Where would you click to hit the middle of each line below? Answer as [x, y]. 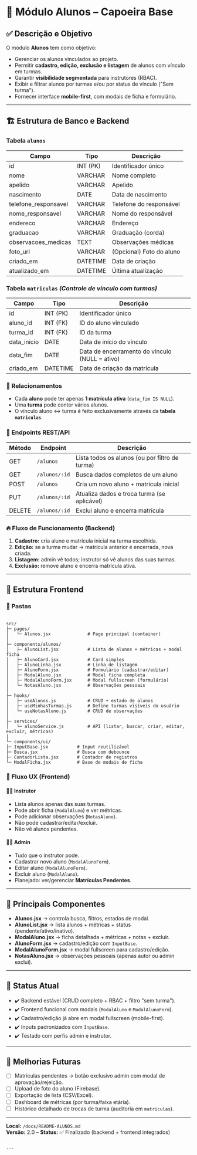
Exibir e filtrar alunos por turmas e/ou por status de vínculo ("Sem [94, 84]
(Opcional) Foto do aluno [146, 252]
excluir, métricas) [30, 731]
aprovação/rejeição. [39, 1082]
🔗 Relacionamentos [34, 385]
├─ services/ [22, 721]
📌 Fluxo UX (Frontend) [38, 777]
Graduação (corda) [138, 232]
